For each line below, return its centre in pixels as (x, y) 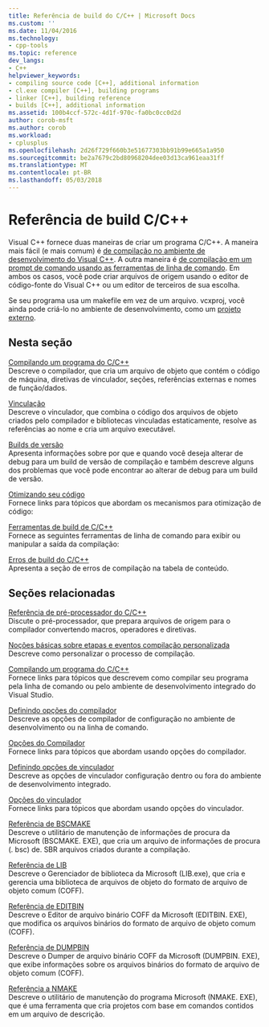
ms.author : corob (37, 128)
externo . (22, 317)
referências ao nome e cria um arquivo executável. (92, 429)
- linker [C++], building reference (69, 98)
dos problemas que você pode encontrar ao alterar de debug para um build (133, 470)
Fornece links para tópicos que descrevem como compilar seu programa (128, 678)
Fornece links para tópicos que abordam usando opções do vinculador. (126, 808)
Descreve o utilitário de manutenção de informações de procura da (119, 833)
